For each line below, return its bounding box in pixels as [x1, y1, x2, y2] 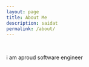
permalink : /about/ [6, 25, 56, 32]
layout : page [6, 8, 39, 15]
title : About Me [6, 14, 47, 21]
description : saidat [6, 20, 59, 26]
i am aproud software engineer [6, 54, 84, 61]
